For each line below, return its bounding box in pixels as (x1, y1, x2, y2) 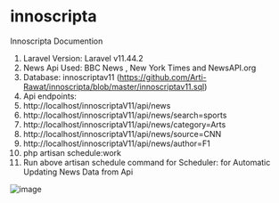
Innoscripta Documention (10, 36, 103, 46)
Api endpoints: (22, 91, 77, 101)
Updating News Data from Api (22, 166, 134, 177)
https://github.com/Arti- (119, 71, 208, 82)
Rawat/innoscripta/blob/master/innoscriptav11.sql (22, 81, 205, 92)
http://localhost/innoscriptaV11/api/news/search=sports (22, 110, 227, 120)
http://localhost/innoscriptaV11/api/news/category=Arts (22, 118, 226, 130)
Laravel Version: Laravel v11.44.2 (22, 53, 144, 63)
